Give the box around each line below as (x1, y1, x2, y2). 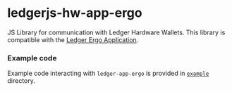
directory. (7, 77, 35, 85)
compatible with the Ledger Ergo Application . (7, 35, 139, 44)
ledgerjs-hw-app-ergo (7, 5, 142, 21)
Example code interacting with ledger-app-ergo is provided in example (7, 69, 209, 78)
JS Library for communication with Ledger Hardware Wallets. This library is (7, 28, 226, 37)
